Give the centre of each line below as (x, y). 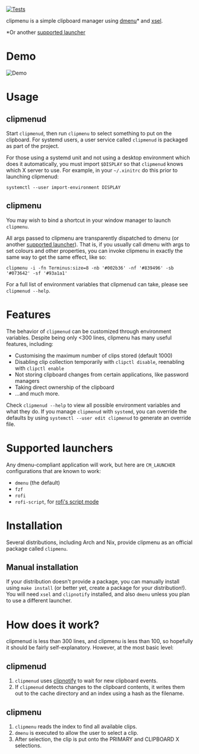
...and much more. (37, 393)
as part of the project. (33, 146)
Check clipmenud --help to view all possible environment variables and (93, 405)
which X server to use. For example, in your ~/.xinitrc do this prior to (92, 170)
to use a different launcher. (39, 601)
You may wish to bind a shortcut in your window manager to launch (89, 220)
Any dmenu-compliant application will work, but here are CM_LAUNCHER (91, 465)
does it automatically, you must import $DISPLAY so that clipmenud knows (95, 163)
